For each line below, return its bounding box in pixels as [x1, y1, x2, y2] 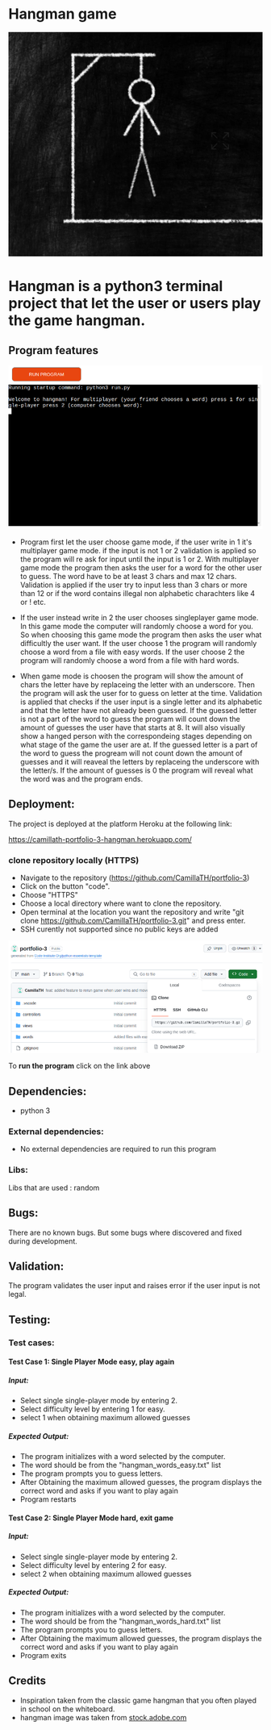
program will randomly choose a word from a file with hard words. [19, 656, 240, 665]
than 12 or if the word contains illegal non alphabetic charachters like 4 [19, 589, 256, 598]
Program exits [19, 1650, 67, 1660]
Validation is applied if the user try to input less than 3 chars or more [19, 580, 248, 590]
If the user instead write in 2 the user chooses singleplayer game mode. [19, 613, 259, 623]
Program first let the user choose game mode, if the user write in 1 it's [19, 537, 252, 547]
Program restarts [19, 1494, 77, 1504]
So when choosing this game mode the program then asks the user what [19, 630, 262, 640]
